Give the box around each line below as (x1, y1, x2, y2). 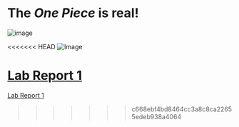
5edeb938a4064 (131, 112, 182, 121)
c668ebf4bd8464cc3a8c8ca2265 (131, 105, 233, 113)
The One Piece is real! (7, 5, 139, 21)
